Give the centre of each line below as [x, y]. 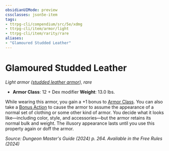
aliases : [14, 39]
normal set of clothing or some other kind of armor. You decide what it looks [85, 112]
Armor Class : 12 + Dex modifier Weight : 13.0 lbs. [64, 92]
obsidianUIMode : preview [31, 10]
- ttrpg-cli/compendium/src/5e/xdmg [44, 24]
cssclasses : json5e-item [31, 15]
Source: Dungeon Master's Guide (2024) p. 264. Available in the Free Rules [84, 138]
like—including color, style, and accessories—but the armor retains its [78, 118]
